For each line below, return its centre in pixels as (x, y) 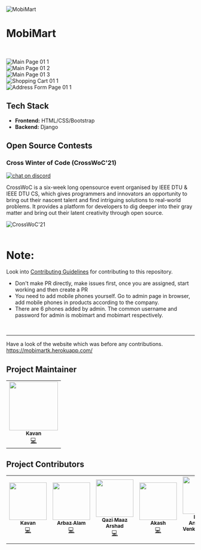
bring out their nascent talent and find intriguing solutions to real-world (94, 200)
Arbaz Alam (71, 523)
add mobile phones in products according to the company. (87, 302)
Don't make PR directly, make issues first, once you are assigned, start (102, 283)
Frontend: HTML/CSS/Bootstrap (55, 121)
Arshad (115, 526)
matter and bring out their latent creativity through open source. (85, 213)
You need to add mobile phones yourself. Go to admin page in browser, (102, 296)
